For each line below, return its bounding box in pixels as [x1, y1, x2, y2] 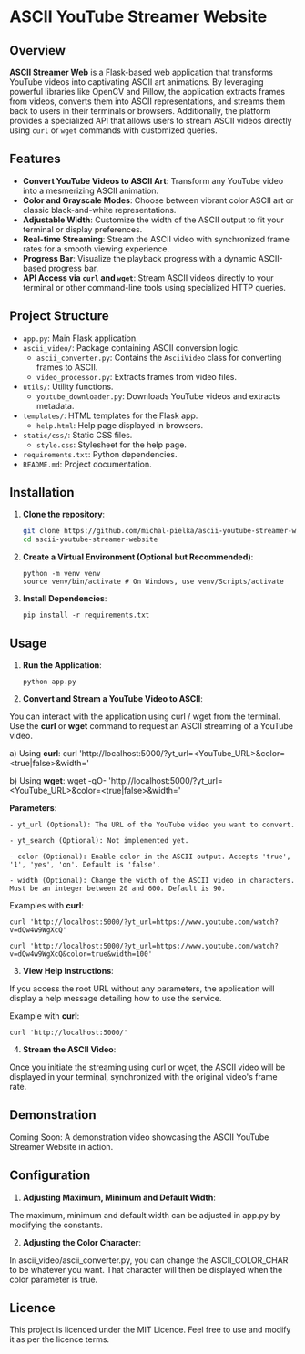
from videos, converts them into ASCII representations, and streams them [9, 96, 286, 107]
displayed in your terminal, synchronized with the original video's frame [9, 1072, 278, 1082]
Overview [9, 43, 66, 58]
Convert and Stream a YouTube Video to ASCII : [22, 693, 203, 703]
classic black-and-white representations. [22, 204, 177, 215]
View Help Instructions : [22, 966, 114, 976]
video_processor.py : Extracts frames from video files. [36, 371, 237, 382]
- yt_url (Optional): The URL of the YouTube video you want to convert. [9, 820, 296, 829]
